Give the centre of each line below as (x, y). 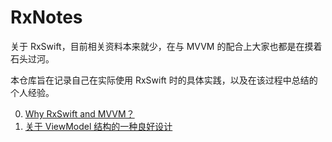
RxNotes (46, 17)
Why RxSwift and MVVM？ (79, 113)
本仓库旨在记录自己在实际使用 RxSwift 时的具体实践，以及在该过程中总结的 (164, 80)
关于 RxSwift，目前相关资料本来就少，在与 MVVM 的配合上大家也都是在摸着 (166, 46)
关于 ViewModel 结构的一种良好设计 (98, 126)
